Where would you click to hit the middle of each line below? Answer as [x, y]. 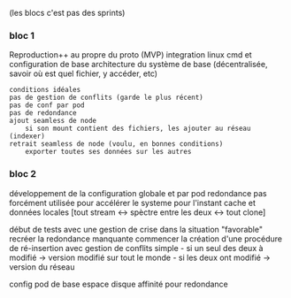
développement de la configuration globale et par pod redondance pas [138, 193]
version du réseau [42, 267]
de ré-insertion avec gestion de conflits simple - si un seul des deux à [136, 248]
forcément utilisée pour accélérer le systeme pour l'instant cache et [133, 202]
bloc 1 [22, 35]
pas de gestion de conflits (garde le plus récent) [106, 98]
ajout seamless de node [53, 121]
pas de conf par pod [47, 105]
